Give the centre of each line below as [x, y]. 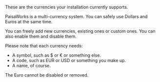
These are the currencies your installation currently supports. [67, 7]
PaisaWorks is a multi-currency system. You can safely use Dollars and [76, 16]
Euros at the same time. [29, 22]
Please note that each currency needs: [44, 46]
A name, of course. [31, 66]
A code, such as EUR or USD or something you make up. [69, 60]
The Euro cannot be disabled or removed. [47, 75]
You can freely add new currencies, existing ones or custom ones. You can [80, 31]
